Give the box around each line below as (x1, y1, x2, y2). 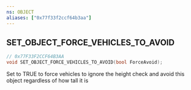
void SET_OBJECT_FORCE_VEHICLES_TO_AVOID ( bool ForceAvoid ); (6, 59, 163, 66)
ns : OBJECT (6, 9, 34, 15)
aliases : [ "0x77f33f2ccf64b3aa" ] (6, 15, 92, 21)
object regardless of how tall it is (6, 77, 89, 84)
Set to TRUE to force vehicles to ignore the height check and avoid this (6, 70, 185, 78)
